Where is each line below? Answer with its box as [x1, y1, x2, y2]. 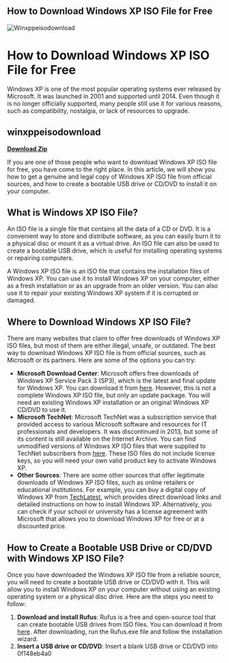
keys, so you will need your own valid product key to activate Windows [16, 456, 217, 465]
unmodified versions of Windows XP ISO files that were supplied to [16, 442, 206, 450]
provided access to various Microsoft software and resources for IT [16, 420, 207, 428]
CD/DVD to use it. [16, 406, 67, 414]
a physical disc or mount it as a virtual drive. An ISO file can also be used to [7, 239, 220, 248]
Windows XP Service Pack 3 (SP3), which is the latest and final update [16, 376, 217, 385]
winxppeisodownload [7, 127, 101, 138]
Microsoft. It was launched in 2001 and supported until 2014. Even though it [7, 92, 220, 100]
